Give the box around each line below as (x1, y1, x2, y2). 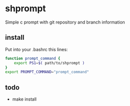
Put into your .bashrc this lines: (5, 46, 68, 52)
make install (12, 96, 37, 102)
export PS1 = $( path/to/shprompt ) (14, 60, 85, 65)
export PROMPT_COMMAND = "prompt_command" (5, 70, 90, 75)
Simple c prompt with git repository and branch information (5, 19, 126, 25)
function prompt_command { (5, 56, 61, 61)
